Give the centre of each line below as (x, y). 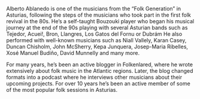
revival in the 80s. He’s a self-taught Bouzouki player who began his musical (100, 21)
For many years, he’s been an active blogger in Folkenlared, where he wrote (100, 64)
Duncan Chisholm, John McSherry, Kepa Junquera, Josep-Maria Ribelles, (97, 47)
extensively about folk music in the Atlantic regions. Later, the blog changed (100, 71)
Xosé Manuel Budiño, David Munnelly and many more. (73, 53)
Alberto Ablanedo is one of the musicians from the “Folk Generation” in (94, 9)
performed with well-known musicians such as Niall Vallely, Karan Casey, (96, 40)
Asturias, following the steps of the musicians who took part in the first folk (99, 15)
